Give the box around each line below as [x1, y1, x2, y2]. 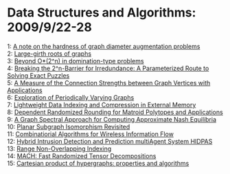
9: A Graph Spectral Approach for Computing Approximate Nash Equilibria [7, 115, 217, 123]
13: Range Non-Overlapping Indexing [7, 144, 112, 153]
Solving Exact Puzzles [7, 71, 70, 80]
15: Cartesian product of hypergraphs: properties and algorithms [7, 159, 189, 167]
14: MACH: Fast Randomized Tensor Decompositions [7, 151, 157, 160]
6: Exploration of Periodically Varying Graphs [7, 93, 135, 101]
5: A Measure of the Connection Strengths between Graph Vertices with [7, 78, 211, 87]
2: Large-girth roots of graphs [7, 50, 91, 58]
